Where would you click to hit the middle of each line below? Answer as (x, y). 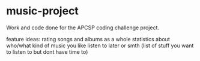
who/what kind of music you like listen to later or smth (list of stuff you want (100, 45)
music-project (43, 11)
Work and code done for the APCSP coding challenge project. (83, 28)
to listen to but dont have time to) (47, 51)
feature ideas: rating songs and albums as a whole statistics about (88, 39)
